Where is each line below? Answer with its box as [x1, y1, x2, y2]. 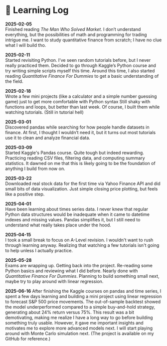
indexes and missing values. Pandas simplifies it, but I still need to [5, 216, 141, 222]
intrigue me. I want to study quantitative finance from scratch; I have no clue [5, 37, 162, 43]
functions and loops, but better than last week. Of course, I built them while [5, 104, 160, 110]
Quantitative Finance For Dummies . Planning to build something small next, [5, 273, 160, 279]
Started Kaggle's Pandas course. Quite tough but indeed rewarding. [5, 150, 145, 156]
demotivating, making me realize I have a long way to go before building [5, 314, 153, 321]
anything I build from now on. [5, 166, 66, 172]
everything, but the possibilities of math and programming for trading [5, 31, 147, 37]
